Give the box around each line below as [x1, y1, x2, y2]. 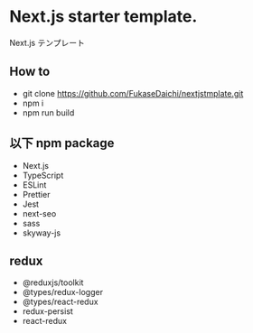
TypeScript [22, 170, 64, 180]
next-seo [22, 208, 57, 218]
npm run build [22, 106, 75, 118]
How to [9, 64, 51, 79]
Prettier [22, 189, 51, 199]
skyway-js [22, 227, 61, 238]
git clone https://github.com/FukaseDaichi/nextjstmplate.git [22, 88, 244, 98]
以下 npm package [9, 135, 115, 151]
